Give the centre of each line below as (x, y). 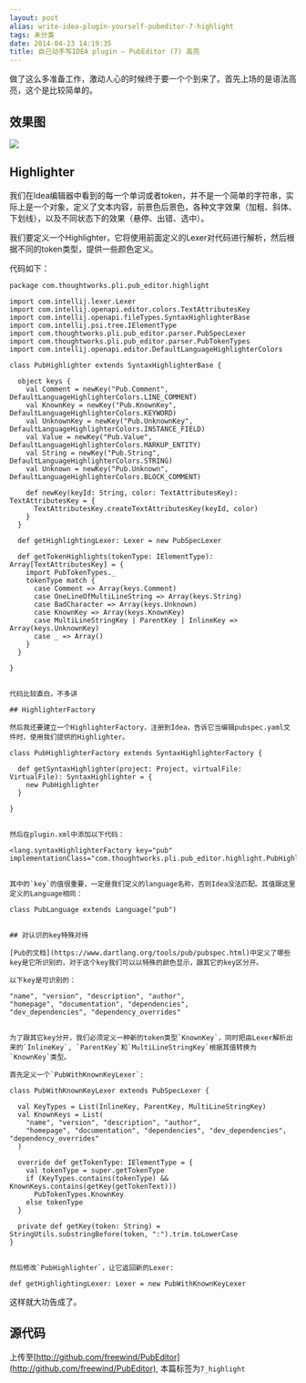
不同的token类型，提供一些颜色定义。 (87, 249)
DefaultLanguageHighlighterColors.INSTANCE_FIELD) (107, 429)
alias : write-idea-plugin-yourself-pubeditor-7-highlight (122, 26)
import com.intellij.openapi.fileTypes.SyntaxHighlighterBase (130, 317)
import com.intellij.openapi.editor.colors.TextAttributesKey (130, 309)
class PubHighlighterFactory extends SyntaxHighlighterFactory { (136, 753)
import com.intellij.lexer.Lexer (73, 302)
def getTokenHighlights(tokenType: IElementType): (116, 557)
